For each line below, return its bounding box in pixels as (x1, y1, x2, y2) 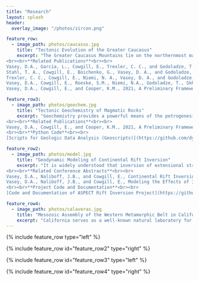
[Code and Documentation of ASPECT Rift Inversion (6, 190, 134, 196)
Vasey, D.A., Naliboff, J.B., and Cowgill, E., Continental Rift (6, 173, 171, 179)
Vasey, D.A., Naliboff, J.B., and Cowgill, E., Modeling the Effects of (6, 179, 190, 185)
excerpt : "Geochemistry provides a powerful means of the (17, 113, 163, 119)
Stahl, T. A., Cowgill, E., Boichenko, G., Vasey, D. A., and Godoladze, (6, 69, 192, 75)
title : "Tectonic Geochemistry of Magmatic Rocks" (17, 108, 145, 113)
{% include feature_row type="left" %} (6, 233, 101, 241)
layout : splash (6, 14, 44, 20)
